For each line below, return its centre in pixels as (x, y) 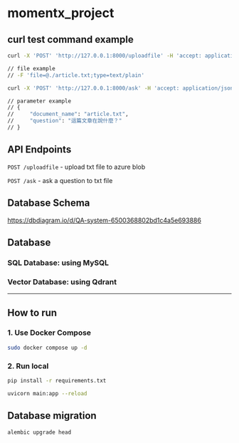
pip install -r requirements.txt (57, 380)
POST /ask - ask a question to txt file (60, 180)
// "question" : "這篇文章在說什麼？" (65, 121)
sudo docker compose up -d (47, 348)
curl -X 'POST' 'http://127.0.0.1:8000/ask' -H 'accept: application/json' (122, 88)
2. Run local (28, 366)
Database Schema (49, 203)
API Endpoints (39, 150)
